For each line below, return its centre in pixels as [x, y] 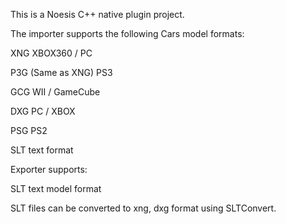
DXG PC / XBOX [43, 111]
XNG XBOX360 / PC [51, 53]
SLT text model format [56, 188]
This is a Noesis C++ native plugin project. [97, 14]
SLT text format [42, 150]
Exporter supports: [49, 169]
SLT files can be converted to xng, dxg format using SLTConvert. [143, 208]
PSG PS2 [29, 130]
